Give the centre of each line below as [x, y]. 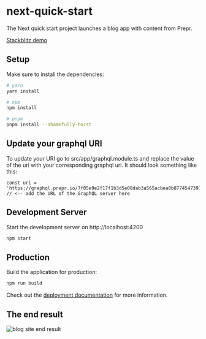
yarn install [23, 91]
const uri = [21, 183]
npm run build [25, 283]
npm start [19, 238]
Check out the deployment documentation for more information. [87, 295]
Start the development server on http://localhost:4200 [75, 227]
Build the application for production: [51, 272]
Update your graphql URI [54, 144]
